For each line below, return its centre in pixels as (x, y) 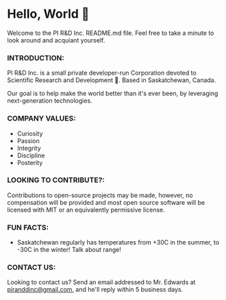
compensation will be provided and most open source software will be (106, 202)
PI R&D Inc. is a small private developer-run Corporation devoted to (102, 73)
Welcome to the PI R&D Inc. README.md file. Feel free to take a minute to (111, 33)
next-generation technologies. (50, 101)
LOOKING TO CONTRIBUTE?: (56, 180)
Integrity (29, 148)
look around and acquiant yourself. (56, 40)
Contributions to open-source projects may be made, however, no (100, 195)
